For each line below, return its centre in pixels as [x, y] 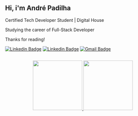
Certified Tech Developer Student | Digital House [55, 20]
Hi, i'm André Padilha [38, 8]
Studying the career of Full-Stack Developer [50, 30]
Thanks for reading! [25, 39]
